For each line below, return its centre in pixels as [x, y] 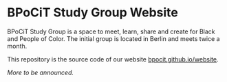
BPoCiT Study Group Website [93, 13]
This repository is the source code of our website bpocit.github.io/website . [113, 59]
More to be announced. [41, 72]
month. [17, 46]
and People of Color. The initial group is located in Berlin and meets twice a [113, 38]
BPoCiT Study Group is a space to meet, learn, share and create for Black [111, 31]
